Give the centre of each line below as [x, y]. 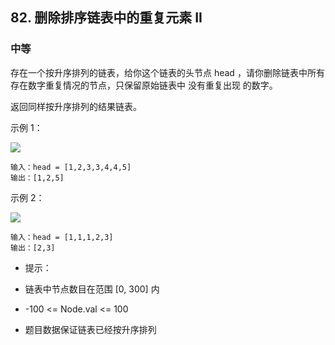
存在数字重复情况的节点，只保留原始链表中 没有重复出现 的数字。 [144, 85]
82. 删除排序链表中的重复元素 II [106, 18]
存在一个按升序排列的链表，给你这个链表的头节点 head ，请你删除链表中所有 [167, 72]
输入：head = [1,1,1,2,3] [62, 237]
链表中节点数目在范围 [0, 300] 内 [92, 289]
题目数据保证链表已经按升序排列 [90, 329]
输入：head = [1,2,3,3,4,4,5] [71, 167]
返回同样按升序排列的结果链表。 [76, 106]
